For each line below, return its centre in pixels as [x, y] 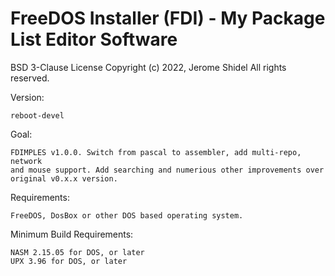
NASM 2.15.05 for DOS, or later [77, 252]
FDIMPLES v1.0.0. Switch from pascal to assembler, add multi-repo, [156, 152]
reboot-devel [37, 115]
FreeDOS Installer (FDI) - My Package [168, 18]
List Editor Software [94, 39]
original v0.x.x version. [64, 178]
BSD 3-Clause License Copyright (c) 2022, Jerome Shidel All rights [148, 67]
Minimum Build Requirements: [72, 234]
